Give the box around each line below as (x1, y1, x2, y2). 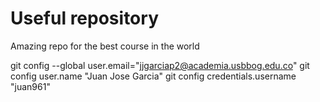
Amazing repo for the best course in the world (10, 40, 200, 52)
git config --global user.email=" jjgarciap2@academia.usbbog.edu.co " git (10, 59, 310, 71)
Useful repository (10, 7, 159, 30)
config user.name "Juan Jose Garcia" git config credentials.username (10, 70, 297, 82)
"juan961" (10, 80, 51, 92)
